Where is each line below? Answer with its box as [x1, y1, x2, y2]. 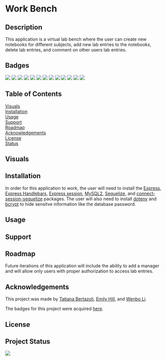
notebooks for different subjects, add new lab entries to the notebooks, [5, 42, 152, 48]
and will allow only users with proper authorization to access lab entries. [5, 268, 154, 274]
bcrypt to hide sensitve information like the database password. [5, 201, 136, 207]
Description [5, 23, 42, 32]
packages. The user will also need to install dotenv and [43, 196, 157, 202]
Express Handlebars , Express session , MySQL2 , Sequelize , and [5, 190, 136, 196]
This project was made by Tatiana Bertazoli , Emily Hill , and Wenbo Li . [5, 296, 147, 302]
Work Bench [5, 3, 57, 15]
